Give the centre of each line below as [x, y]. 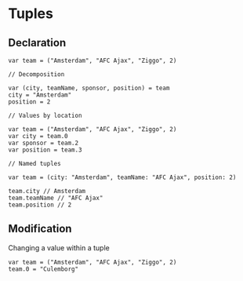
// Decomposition [36, 75]
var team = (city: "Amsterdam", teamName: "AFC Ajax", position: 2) [122, 177]
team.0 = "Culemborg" [44, 269]
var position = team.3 [45, 150]
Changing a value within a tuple [59, 247]
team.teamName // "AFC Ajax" [56, 198]
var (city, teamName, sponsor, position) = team [89, 88]
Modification [40, 229]
